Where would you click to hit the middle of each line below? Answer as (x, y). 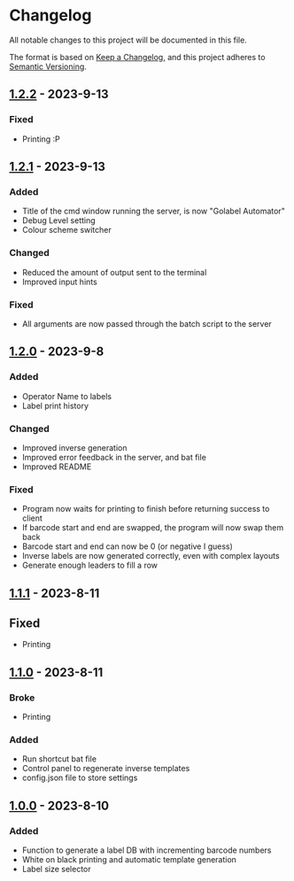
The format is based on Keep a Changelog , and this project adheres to (137, 57)
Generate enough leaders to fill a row (89, 565)
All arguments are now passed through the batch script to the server (147, 323)
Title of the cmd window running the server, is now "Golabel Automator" (153, 211)
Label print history (55, 406)
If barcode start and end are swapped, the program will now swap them (153, 528)
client (32, 518)
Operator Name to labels (67, 396)
